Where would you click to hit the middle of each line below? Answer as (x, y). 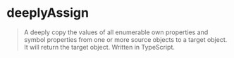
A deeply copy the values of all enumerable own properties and (116, 32)
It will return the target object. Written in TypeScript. (99, 47)
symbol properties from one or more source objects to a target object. (125, 39)
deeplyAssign (48, 13)
